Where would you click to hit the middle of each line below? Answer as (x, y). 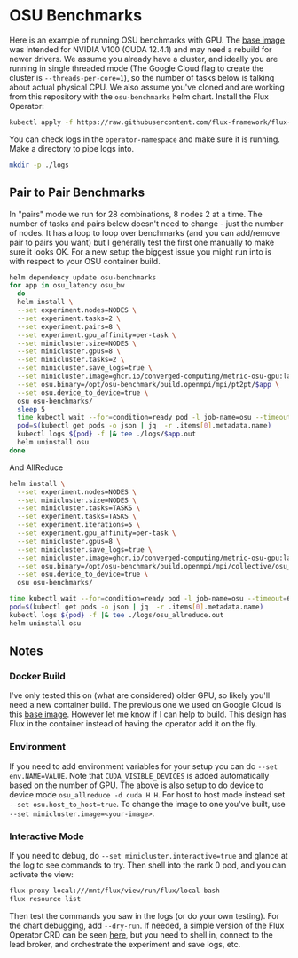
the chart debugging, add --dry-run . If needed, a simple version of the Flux (147, 925)
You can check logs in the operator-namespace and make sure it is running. (145, 139)
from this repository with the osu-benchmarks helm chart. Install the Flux (139, 96)
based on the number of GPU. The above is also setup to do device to (137, 785)
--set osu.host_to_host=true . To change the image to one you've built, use (147, 804)
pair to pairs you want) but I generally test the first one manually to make (142, 242)
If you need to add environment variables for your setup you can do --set (143, 766)
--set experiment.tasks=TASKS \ (77, 517)
